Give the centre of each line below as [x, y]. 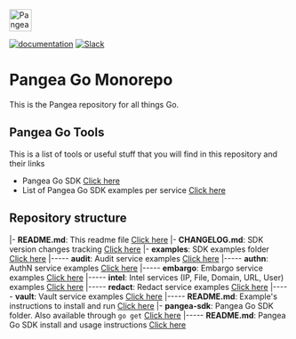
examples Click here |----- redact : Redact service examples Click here [139, 287]
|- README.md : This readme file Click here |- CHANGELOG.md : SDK [136, 239]
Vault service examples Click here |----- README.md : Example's [158, 296]
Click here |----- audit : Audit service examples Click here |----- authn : [139, 258]
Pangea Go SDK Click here [71, 181]
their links [27, 163]
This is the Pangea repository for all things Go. [94, 104]
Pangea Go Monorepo [91, 80]
